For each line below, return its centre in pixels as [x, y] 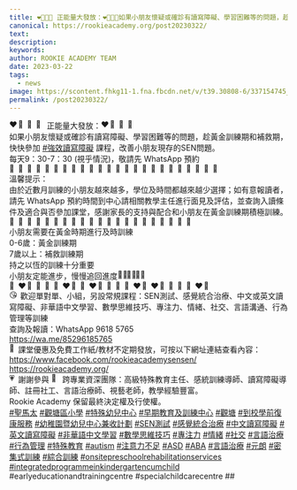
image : [21, 91]
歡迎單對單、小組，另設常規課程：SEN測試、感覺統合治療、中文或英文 [148, 296]
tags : [19, 75]
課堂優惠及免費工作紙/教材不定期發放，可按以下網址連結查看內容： [140, 349]
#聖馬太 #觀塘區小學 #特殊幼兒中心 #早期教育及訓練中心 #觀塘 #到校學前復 [145, 413]
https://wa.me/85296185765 [61, 339]
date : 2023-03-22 [41, 67]
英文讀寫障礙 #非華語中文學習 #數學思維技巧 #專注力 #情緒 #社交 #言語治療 [147, 435]
